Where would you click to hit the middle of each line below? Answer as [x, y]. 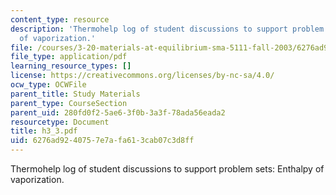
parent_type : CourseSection [69, 103]
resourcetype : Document [60, 122]
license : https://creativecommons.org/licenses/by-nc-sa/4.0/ [142, 76]
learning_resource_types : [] [71, 66]
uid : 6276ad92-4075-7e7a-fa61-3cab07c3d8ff [102, 141]
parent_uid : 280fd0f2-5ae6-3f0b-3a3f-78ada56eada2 [118, 112]
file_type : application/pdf [69, 57]
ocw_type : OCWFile [48, 85]
